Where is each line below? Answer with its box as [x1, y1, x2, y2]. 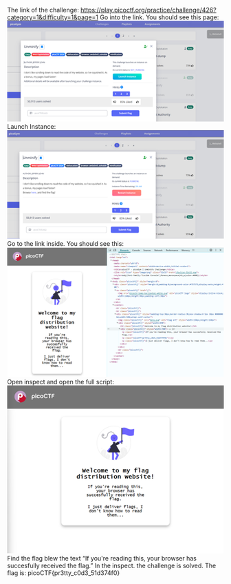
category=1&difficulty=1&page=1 [7, 13, 98, 21]
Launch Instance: [7, 122, 56, 130]
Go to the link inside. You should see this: [7, 239, 124, 247]
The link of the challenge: [7, 6, 79, 14]
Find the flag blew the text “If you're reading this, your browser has [7, 554, 197, 563]
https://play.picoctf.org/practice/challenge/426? [80, 6, 217, 14]
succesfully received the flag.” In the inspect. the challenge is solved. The [7, 561, 217, 570]
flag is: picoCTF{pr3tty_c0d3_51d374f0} [7, 569, 120, 577]
